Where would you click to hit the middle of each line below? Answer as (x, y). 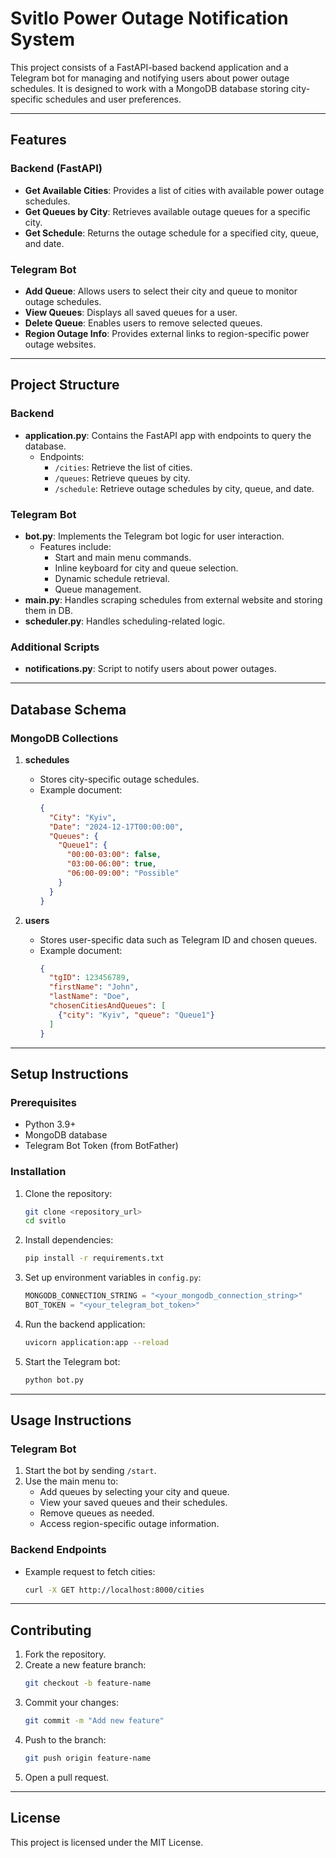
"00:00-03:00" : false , (114, 855)
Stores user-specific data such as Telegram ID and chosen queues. (178, 939)
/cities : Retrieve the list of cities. (123, 467)
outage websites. (60, 344)
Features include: (75, 546)
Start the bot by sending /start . (90, 1471)
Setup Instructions (69, 1073)
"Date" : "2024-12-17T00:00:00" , (116, 827)
